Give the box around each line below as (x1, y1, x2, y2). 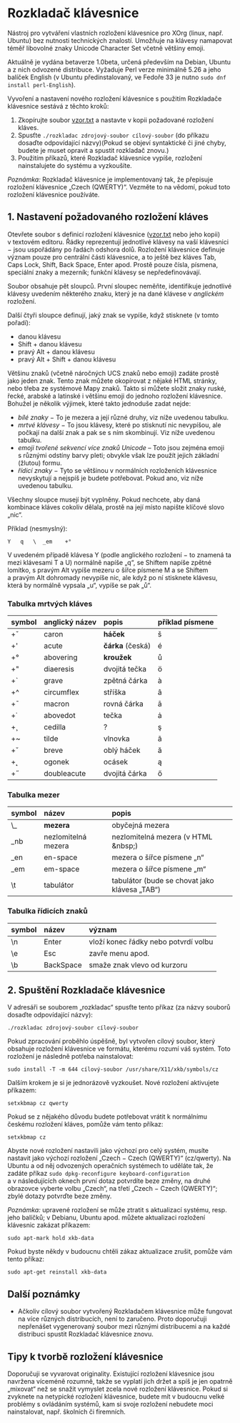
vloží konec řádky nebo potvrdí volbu (89, 937, 214, 947)
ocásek (103, 757, 129, 767)
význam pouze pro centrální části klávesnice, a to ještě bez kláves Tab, (7, 252, 216, 261)
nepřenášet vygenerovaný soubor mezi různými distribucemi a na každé (17, 1322, 231, 1331)
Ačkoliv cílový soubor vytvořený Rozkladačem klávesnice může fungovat (17, 1307, 233, 1316)
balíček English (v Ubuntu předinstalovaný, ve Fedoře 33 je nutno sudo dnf (7, 73, 226, 81)
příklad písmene (157, 617, 214, 627)
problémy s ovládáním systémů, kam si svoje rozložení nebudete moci (7, 1400, 214, 1409)
